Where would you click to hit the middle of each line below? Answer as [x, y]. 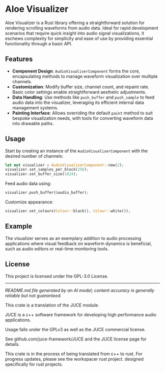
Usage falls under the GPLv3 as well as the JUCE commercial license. [75, 329]
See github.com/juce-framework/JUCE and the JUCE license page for [76, 339]
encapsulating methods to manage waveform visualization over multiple [85, 76]
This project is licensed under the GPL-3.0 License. [57, 276]
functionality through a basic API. [39, 43]
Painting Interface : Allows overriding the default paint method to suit [82, 113]
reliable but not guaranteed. [33, 295]
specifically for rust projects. [34, 364]
